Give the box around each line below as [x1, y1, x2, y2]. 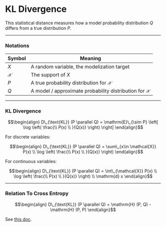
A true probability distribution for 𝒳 [30, 79, 112, 86]
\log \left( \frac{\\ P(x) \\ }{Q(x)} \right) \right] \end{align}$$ [23, 124, 143, 130]
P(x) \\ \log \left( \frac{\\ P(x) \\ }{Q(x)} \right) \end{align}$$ [23, 149, 143, 155]
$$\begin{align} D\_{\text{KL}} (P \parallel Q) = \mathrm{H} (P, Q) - [14, 201, 152, 207]
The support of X [30, 71, 70, 78]
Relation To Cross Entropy [5, 190, 69, 197]
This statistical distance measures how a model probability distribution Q [5, 20, 153, 26]
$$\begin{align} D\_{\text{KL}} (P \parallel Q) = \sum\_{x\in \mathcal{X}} [9, 143, 157, 149]
